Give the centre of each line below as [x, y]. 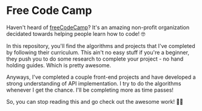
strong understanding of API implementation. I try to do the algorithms [94, 83]
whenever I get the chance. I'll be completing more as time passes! [90, 90]
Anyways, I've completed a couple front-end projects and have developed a [101, 77]
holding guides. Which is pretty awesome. [59, 65]
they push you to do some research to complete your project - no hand [95, 59]
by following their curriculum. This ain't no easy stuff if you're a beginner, [98, 52]
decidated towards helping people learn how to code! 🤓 [76, 33]
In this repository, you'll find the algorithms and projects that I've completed [101, 45]
